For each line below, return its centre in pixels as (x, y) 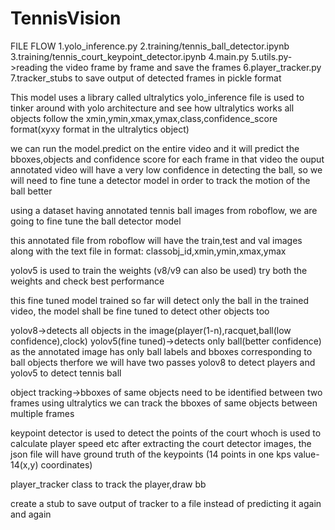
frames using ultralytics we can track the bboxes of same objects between (164, 403)
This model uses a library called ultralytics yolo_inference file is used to (157, 97)
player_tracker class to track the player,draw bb (108, 484)
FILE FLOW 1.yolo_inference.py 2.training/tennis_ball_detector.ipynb (150, 46)
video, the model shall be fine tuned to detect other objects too (140, 311)
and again (31, 514)
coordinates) (66, 464)
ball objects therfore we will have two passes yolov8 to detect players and (163, 362)
